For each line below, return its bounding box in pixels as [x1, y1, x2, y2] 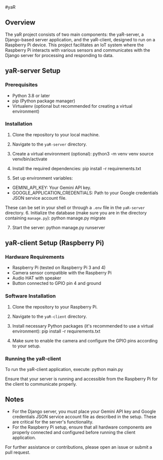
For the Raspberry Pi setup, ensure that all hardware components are [12, 424, 152, 430]
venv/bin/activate [12, 156, 48, 162]
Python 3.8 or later [12, 92, 50, 98]
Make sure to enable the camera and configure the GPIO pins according [12, 337, 158, 343]
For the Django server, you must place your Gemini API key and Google [12, 408, 156, 414]
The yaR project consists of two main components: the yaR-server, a [5, 31, 144, 37]
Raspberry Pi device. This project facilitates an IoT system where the [5, 42, 144, 48]
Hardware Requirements [5, 253, 65, 260]
